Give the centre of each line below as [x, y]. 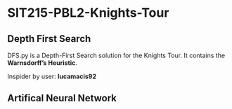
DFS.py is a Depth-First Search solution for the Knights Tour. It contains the [116, 55]
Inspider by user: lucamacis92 [52, 76]
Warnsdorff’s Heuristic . [42, 63]
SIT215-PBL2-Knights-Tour [88, 13]
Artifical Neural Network [62, 98]
